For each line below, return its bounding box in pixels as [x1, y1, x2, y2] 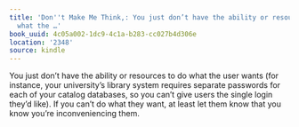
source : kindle [9, 46, 66, 55]
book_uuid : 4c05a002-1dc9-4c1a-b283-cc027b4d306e [9, 29, 198, 38]
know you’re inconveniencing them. [9, 108, 140, 119]
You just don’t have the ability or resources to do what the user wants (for [9, 70, 279, 81]
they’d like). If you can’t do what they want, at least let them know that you [9, 99, 282, 109]
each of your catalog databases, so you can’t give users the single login [9, 90, 273, 100]
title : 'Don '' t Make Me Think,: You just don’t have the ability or [9, 12, 269, 22]
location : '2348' [9, 37, 74, 47]
